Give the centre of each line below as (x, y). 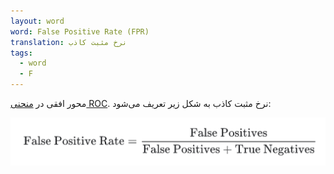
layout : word (37, 21)
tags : (21, 53)
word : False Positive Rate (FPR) (80, 31)
